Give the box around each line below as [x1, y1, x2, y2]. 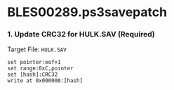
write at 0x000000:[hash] [7, 77, 83, 84]
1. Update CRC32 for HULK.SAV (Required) [7, 30, 156, 39]
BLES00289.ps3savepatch [7, 4, 167, 20]
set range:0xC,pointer [7, 65, 74, 72]
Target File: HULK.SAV [7, 45, 67, 53]
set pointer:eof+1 [7, 59, 61, 66]
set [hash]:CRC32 [7, 71, 58, 78]
